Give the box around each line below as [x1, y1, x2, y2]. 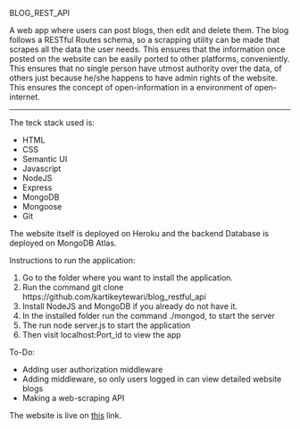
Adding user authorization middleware [21, 365, 163, 374]
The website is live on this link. [9, 410, 122, 420]
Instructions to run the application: [9, 255, 136, 265]
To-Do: [9, 347, 36, 357]
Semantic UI [21, 154, 68, 164]
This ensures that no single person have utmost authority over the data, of [9, 63, 283, 73]
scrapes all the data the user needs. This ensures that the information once [9, 44, 286, 55]
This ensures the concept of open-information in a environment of [9, 82, 253, 92]
